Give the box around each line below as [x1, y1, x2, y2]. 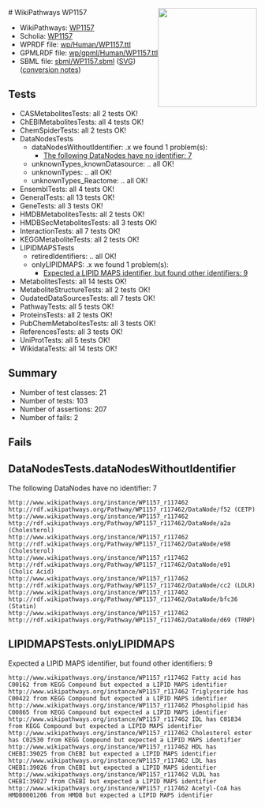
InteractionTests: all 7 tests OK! [19, 226, 121, 235]
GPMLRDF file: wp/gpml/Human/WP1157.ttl [19, 48, 159, 58]
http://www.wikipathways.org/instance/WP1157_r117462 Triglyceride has [8, 687, 248, 696]
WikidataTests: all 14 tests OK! [19, 343, 118, 353]
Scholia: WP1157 [19, 32, 73, 40]
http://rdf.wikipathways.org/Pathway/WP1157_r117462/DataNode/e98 [8, 540, 231, 548]
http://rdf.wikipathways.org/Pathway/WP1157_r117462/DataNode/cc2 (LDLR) [8, 581, 256, 589]
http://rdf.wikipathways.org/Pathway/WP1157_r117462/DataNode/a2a [8, 519, 231, 527]
